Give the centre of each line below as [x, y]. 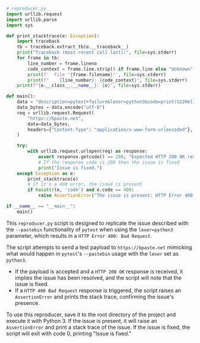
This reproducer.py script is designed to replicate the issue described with [97, 223]
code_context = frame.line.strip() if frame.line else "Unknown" [110, 69]
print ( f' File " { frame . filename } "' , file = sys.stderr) [97, 74]
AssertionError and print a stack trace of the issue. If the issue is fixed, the [98, 327]
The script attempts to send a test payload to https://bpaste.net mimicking [99, 247]
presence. [27, 303]
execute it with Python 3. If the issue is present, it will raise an [82, 320]
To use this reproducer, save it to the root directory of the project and [91, 314]
